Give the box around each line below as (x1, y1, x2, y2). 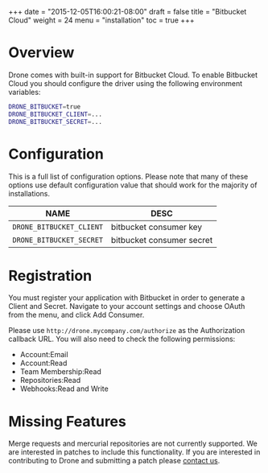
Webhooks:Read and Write (19, 384, 109, 393)
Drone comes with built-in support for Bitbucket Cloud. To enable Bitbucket (8, 70, 258, 80)
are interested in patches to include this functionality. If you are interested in (8, 447, 261, 457)
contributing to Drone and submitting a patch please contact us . (8, 456, 221, 466)
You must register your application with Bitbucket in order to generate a (8, 293, 245, 302)
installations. (8, 188, 51, 198)
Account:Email (19, 350, 68, 360)
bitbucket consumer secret (111, 234, 213, 245)
